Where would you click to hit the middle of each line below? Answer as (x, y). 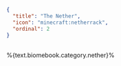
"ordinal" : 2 (31, 29)
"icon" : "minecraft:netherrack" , (60, 22)
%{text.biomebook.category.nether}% (60, 55)
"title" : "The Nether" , (46, 16)
